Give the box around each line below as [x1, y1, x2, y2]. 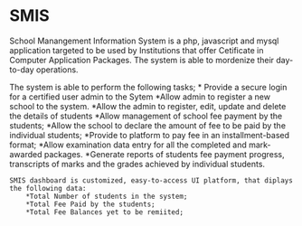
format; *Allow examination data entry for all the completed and [9, 139, 247, 150]
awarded [9, 148, 42, 159]
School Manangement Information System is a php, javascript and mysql [9, 35, 279, 46]
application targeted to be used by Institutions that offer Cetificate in [9, 44, 264, 55]
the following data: [9, 184, 88, 193]
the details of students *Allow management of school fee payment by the [9, 110, 283, 121]
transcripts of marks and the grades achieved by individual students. [9, 158, 265, 169]
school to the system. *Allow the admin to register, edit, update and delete [9, 100, 287, 111]
